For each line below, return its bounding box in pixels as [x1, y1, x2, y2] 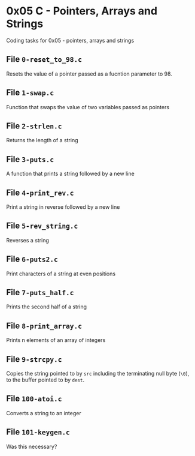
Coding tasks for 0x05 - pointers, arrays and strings [6, 37, 135, 44]
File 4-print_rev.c [6, 187, 74, 197]
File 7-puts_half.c [6, 287, 74, 298]
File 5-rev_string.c [6, 221, 78, 231]
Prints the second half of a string [6, 303, 87, 310]
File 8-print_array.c [6, 320, 83, 331]
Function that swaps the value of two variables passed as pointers [6, 103, 169, 110]
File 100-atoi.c [6, 394, 62, 404]
